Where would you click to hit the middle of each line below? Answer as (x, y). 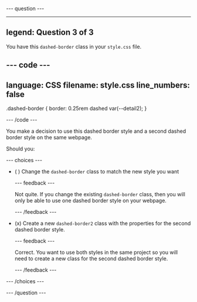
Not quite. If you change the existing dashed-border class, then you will (100, 194)
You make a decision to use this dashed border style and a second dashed (96, 131)
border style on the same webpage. (49, 137)
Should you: (21, 149)
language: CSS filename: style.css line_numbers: (98, 85)
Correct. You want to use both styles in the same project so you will (96, 253)
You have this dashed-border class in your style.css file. (74, 46)
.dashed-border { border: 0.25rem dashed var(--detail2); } (77, 109)
